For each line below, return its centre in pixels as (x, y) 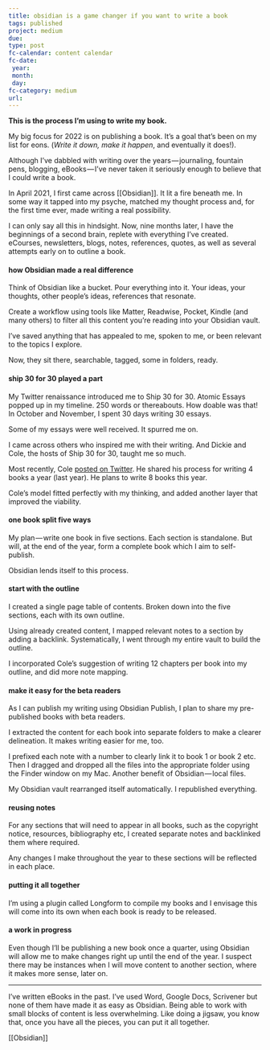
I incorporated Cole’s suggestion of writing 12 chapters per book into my (128, 663)
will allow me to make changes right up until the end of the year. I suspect (130, 956)
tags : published (35, 23)
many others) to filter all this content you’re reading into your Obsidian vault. (135, 320)
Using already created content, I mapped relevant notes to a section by (126, 631)
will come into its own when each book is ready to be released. (112, 911)
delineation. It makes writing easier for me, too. (86, 741)
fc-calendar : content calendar (61, 53)
